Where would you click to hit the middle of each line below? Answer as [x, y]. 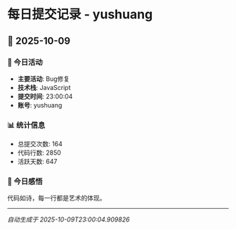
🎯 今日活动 [25, 62]
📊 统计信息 [26, 125]
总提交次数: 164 [40, 144]
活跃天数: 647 [37, 162]
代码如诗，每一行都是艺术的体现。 [57, 198]
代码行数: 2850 [39, 153]
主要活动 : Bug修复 [44, 79]
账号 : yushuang [40, 105]
